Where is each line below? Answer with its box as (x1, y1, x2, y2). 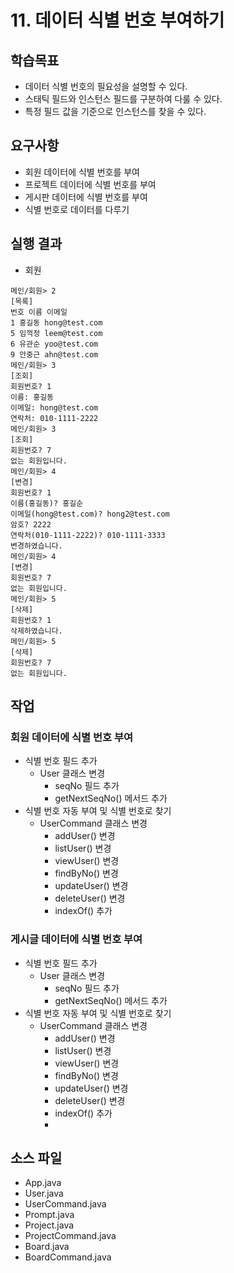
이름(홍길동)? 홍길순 (10, 498, 84, 508)
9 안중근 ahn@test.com (10, 349, 99, 360)
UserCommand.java (24, 1198, 107, 1210)
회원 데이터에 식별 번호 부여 (10, 730, 134, 744)
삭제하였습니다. (10, 626, 63, 636)
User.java (24, 1187, 64, 1200)
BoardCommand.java (24, 1251, 112, 1263)
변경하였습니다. (10, 541, 63, 551)
